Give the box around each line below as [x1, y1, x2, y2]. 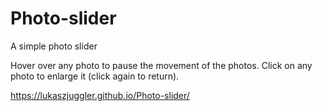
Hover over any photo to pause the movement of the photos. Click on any [10, 59, 313, 71]
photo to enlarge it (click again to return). [10, 70, 180, 82]
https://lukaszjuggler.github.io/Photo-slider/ [10, 89, 190, 101]
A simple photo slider [10, 40, 98, 52]
